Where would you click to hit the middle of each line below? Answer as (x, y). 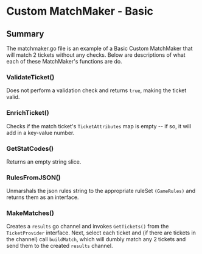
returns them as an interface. (43, 197)
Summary (25, 34)
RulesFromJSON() (33, 177)
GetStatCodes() (30, 148)
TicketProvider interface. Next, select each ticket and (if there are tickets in (101, 233)
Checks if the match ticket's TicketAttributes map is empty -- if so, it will (99, 126)
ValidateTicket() (30, 77)
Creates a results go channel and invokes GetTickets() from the (88, 227)
